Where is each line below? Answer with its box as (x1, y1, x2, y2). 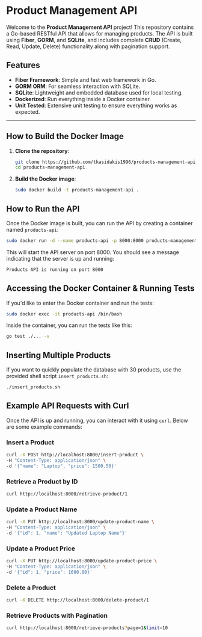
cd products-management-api (14, 164, 85, 170)
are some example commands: (6, 423, 82, 430)
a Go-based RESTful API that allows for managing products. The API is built (6, 30, 193, 37)
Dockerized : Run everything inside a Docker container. (14, 95, 151, 102)
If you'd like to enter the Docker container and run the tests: (6, 299, 155, 306)
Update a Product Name (6, 505, 78, 514)
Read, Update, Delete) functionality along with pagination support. (6, 43, 170, 50)
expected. (14, 108, 40, 115)
